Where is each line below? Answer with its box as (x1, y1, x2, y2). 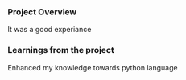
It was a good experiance (7, 25, 92, 34)
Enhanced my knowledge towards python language (7, 62, 178, 72)
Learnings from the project (7, 45, 114, 56)
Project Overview (7, 6, 77, 18)
